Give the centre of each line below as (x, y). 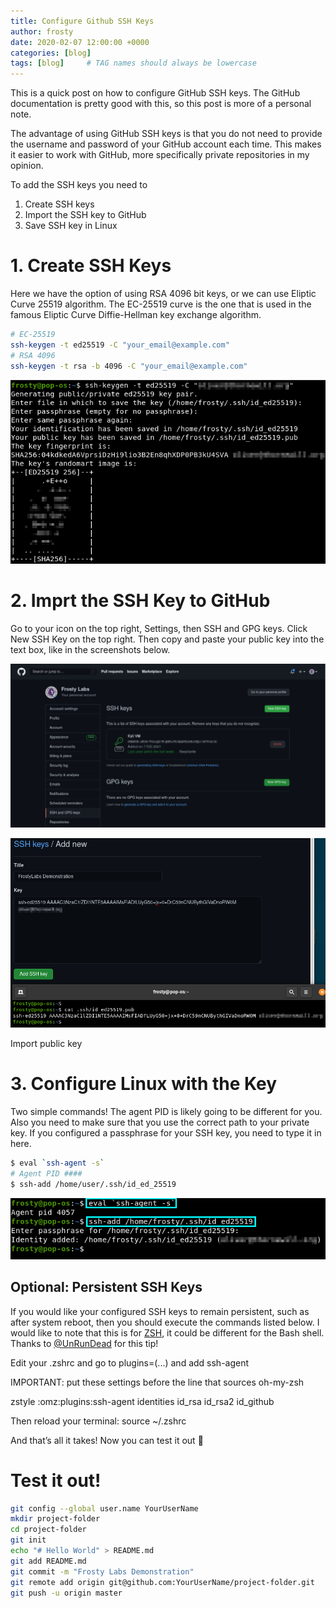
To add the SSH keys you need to (79, 185)
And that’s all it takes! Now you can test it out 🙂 (107, 1440)
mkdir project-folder (55, 1519)
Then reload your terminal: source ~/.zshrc (98, 1421)
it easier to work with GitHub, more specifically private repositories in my (160, 155)
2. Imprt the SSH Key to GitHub (140, 601)
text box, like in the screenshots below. (90, 649)
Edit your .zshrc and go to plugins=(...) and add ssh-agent (130, 1362)
